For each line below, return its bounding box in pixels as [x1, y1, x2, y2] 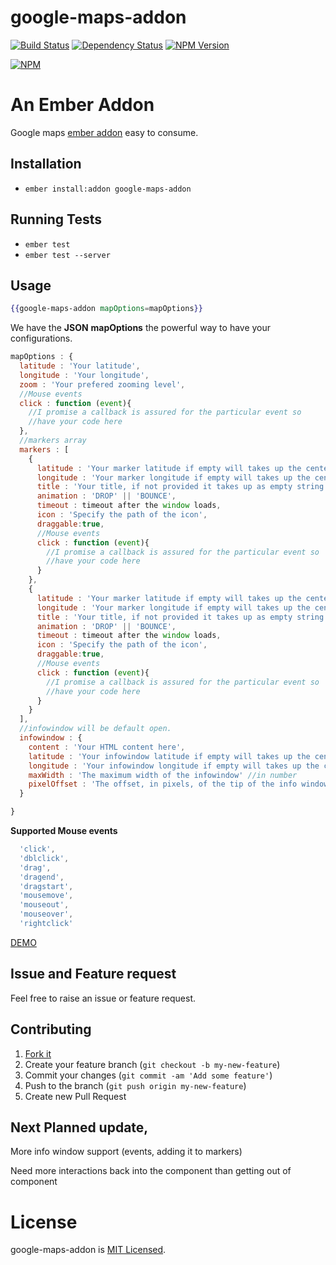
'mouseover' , [19, 909, 74, 920]
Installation [10, 156, 82, 173]
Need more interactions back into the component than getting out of [10, 1165, 292, 1177]
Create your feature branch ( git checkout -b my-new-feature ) [24, 1058, 281, 1070]
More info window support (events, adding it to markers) [10, 1146, 243, 1158]
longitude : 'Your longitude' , [19, 370, 150, 380]
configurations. [10, 332, 73, 345]
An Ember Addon [10, 94, 155, 116]
